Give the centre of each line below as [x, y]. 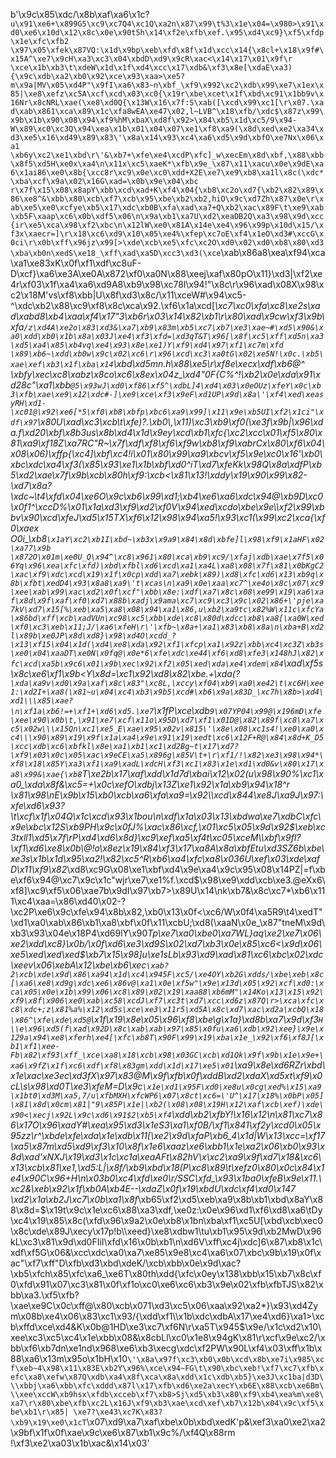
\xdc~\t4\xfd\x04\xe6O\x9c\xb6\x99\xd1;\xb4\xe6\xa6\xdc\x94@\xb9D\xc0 [167, 496]
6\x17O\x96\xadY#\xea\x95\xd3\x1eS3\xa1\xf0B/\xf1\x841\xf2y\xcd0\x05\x [166, 1125]
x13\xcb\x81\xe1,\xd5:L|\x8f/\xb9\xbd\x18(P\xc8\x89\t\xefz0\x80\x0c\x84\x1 [167, 1167]
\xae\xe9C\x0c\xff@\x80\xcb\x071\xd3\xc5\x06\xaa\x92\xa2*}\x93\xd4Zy [164, 1305]
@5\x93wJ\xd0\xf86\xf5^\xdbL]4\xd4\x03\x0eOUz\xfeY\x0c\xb [196, 386]
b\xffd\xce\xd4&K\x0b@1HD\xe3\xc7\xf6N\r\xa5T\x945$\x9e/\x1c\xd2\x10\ [166, 1327]
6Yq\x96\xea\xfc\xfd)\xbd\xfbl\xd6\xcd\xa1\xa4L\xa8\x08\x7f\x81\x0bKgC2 [167, 566]
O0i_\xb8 [29, 538]
